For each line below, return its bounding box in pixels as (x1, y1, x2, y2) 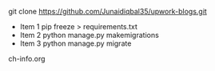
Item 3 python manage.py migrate (19, 39, 132, 48)
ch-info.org (8, 54, 46, 63)
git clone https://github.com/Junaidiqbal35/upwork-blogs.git (8, 7, 208, 16)
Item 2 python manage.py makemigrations (19, 31, 160, 39)
